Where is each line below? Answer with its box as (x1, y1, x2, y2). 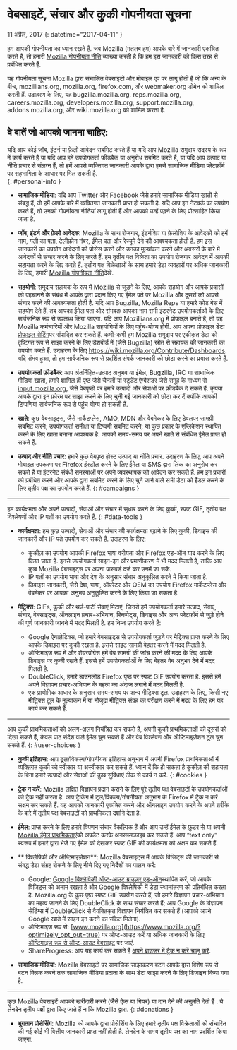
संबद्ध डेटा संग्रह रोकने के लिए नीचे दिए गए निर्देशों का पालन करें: (17, 861, 157, 869)
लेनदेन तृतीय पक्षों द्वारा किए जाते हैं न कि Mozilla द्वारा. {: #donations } (7, 1005, 174, 1013)
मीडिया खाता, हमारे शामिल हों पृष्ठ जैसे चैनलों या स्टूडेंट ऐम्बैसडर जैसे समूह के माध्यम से (17, 376, 207, 384)
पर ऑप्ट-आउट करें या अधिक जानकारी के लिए (102, 930, 205, 938)
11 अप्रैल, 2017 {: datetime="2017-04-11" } (7, 30, 123, 38)
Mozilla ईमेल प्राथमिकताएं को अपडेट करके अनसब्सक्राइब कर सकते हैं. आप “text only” (17, 830, 217, 839)
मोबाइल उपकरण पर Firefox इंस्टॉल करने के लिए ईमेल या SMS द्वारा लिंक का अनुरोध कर (17, 460, 218, 468)
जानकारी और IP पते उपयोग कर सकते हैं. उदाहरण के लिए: (17, 535, 147, 543)
